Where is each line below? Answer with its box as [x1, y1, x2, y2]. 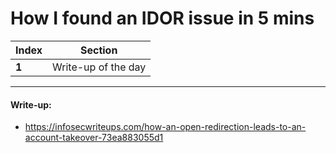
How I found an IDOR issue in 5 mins [10, 7, 315, 30]
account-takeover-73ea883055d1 [24, 132, 164, 144]
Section [79, 43, 118, 57]
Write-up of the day [52, 60, 147, 74]
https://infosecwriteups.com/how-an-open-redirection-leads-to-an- [24, 121, 307, 133]
